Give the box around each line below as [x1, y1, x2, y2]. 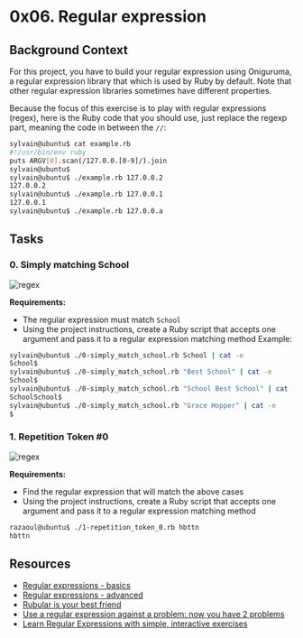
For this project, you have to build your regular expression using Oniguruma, [9, 66, 292, 77]
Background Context [9, 42, 128, 58]
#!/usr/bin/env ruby [9, 147, 87, 157]
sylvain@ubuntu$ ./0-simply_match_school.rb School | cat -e [9, 350, 244, 360]
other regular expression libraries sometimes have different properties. [9, 86, 272, 96]
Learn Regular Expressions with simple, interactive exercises [22, 618, 248, 629]
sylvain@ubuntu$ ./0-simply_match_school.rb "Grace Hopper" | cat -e [9, 401, 277, 410]
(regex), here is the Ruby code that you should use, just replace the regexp [9, 113, 288, 123]
